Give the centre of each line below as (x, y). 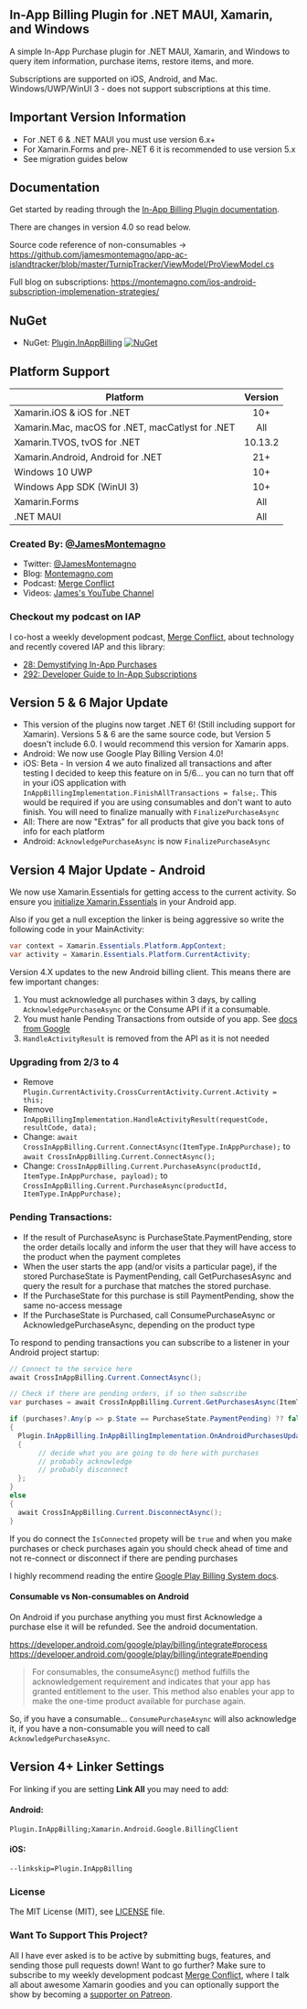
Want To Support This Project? (79, 1936)
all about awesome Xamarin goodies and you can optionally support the (144, 1984)
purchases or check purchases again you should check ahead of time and (149, 1548)
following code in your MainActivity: (77, 929)
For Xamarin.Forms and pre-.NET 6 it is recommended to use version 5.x (159, 149)
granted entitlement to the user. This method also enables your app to (163, 1691)
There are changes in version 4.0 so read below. (101, 227)
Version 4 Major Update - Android (107, 870)
